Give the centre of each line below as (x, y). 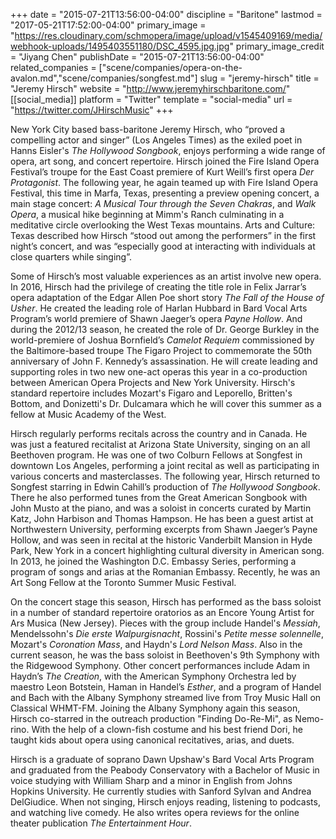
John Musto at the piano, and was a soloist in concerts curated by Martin (161, 508)
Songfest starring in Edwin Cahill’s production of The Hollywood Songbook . (165, 487)
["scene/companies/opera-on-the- (170, 67)
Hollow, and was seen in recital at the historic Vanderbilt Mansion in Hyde (161, 540)
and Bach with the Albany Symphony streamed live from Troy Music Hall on (166, 697)
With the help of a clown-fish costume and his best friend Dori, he (167, 729)
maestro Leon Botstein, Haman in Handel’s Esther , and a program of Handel (166, 687)
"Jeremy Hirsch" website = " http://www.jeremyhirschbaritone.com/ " (150, 88)
